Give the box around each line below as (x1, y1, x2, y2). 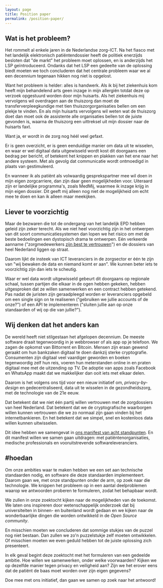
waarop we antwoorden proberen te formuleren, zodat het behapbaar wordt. (5, 488, 158, 493)
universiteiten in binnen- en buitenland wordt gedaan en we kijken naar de (5, 507, 153, 513)
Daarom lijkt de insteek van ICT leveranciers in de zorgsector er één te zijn (5, 256, 154, 262)
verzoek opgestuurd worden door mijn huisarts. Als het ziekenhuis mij (5, 93, 145, 99)
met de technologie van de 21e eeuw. (5, 390, 80, 396)
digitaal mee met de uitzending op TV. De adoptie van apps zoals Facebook (5, 365, 156, 371)
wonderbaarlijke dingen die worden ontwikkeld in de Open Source (5, 512, 137, 518)
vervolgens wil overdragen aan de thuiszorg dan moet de (5, 98, 119, 104)
